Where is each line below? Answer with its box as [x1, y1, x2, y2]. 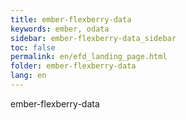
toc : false [10, 42, 56, 53]
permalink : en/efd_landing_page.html [10, 52, 168, 62]
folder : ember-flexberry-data [10, 61, 137, 71]
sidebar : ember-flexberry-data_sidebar [10, 33, 177, 43]
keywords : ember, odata [10, 24, 110, 34]
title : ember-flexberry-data [10, 14, 132, 25]
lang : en [10, 71, 47, 81]
